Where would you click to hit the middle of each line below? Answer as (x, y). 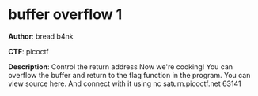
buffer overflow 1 (65, 15)
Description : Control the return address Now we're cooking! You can (121, 66)
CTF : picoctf (28, 51)
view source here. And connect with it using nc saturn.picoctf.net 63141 (125, 83)
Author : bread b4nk (41, 36)
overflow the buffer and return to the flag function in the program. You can (129, 75)
